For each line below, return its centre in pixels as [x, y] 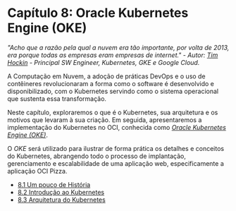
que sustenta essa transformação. [57, 98]
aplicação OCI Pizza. [37, 171]
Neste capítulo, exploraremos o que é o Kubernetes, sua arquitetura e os [113, 112]
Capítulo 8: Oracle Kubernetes [98, 13]
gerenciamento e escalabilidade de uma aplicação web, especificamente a [116, 163]
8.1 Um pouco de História [54, 184]
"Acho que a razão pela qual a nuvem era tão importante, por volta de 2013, [118, 47]
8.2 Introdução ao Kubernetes [61, 192]
